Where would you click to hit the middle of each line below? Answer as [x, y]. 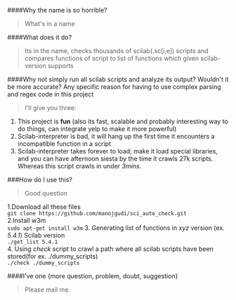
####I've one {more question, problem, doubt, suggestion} [93, 276]
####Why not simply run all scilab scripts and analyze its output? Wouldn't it [118, 79]
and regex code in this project [51, 94]
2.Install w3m [27, 220]
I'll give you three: [50, 108]
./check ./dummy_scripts [44, 263]
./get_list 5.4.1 [33, 242]
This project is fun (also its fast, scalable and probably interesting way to [123, 121]
